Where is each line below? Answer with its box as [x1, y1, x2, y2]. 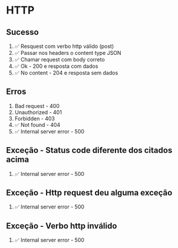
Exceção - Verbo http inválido [6, 221, 117, 231]
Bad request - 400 [14, 102, 60, 109]
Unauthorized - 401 [14, 109, 62, 116]
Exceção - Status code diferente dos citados [6, 145, 173, 155]
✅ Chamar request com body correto [14, 56, 105, 63]
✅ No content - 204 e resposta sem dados [14, 69, 118, 76]
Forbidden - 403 [14, 115, 55, 122]
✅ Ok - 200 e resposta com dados [14, 63, 98, 70]
